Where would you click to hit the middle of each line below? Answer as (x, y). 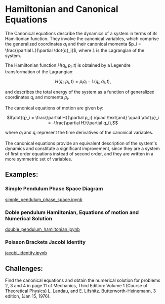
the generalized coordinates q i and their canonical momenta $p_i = (73, 44)
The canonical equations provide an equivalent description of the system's (81, 143)
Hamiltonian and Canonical (62, 9)
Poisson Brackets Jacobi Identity (45, 242)
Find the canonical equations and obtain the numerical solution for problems (83, 280)
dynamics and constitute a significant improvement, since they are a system (82, 148)
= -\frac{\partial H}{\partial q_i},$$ (83, 123)
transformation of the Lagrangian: (40, 72)
